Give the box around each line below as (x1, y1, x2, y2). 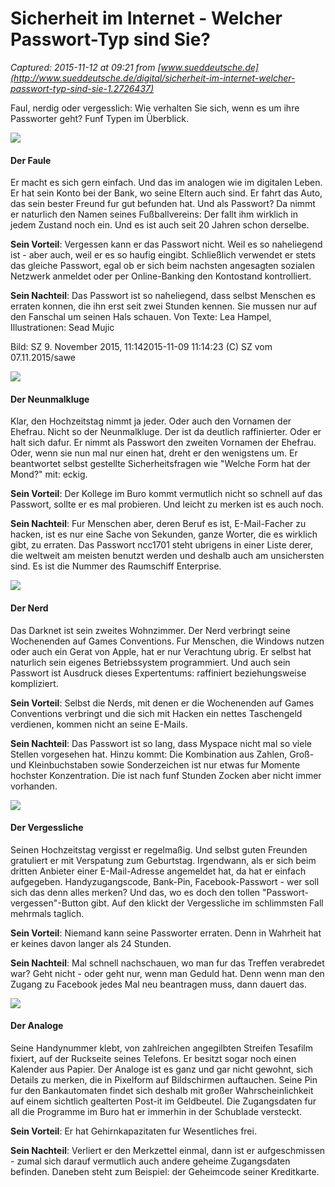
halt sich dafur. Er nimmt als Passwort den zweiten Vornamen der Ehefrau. (10, 437, 317, 449)
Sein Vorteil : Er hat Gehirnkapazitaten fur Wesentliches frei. (10, 1125, 257, 1137)
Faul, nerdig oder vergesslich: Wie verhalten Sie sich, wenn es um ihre (10, 102, 300, 114)
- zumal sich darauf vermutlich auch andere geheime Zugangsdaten (10, 1155, 291, 1167)
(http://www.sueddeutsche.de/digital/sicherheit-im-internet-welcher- (10, 72, 296, 84)
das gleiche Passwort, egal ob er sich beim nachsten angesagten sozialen (10, 260, 315, 272)
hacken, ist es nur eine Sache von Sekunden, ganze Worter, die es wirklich (10, 528, 318, 541)
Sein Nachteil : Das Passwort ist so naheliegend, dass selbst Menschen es (10, 290, 316, 302)
